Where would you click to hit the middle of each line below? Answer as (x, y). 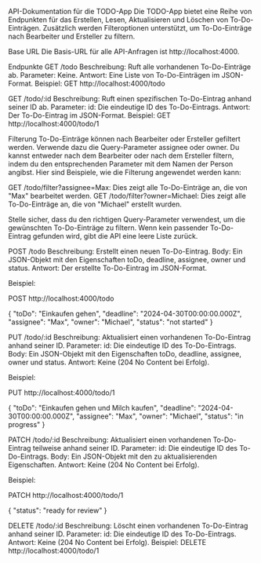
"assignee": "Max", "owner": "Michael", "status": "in (160, 416)
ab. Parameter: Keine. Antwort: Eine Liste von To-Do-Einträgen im (114, 75)
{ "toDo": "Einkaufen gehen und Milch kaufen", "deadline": (102, 408)
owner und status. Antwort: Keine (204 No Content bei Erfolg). (109, 362)
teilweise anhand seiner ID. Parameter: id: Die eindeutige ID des (135, 448)
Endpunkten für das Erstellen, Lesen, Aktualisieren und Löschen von (118, 20)
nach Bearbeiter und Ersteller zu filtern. (72, 36)
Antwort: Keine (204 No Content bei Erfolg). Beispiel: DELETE (107, 542)
